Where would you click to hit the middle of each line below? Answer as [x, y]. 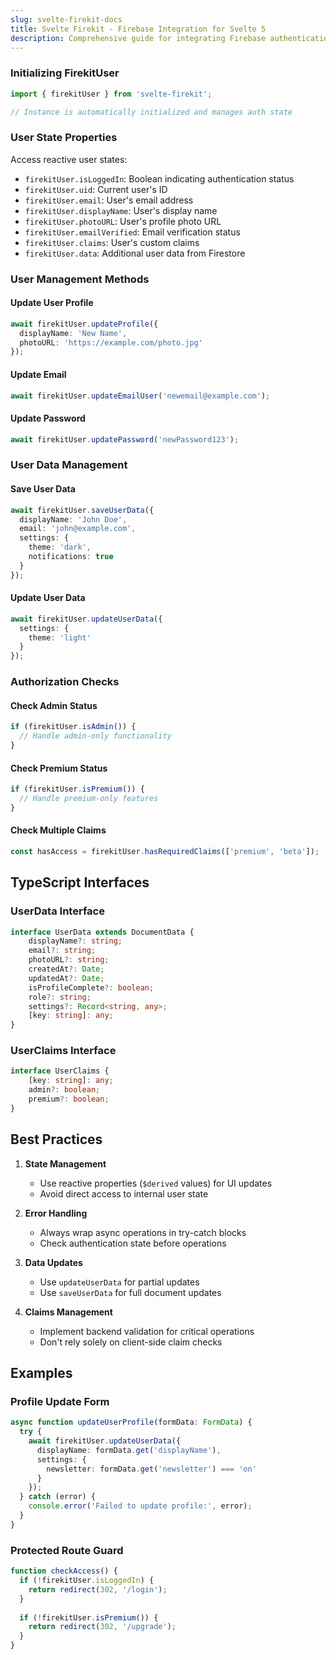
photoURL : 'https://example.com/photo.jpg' [111, 342]
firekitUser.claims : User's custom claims [112, 242]
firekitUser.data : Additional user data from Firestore [135, 253]
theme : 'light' [60, 637]
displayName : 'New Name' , [73, 333]
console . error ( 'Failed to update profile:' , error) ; [140, 1506]
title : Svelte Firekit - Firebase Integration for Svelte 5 [138, 29]
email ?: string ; [62, 951]
